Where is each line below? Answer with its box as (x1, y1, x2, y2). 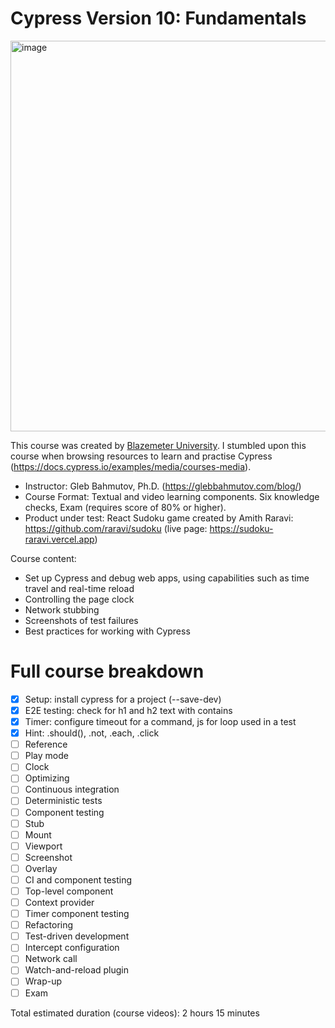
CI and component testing (24, 873, 133, 886)
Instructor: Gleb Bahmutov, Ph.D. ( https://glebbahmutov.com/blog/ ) (24, 480, 302, 492)
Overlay (24, 862, 58, 874)
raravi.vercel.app (24, 533, 95, 545)
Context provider (24, 897, 95, 908)
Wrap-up (24, 975, 63, 987)
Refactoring (24, 919, 74, 931)
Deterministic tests (24, 795, 103, 807)
